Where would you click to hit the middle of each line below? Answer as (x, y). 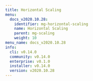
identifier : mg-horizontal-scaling (51, 24)
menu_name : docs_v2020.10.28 (35, 43)
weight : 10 (25, 38)
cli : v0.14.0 (23, 52)
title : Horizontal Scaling (33, 10)
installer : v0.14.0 (30, 66)
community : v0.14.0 (30, 57)
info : (11, 47)
